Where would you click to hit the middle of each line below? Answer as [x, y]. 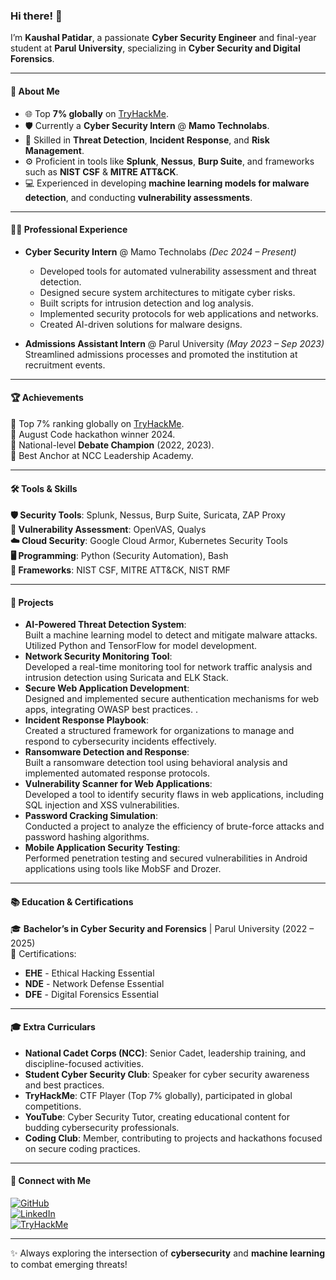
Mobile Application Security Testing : [102, 848]
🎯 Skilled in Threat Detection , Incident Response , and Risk [147, 140]
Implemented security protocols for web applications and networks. [179, 313]
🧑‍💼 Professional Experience [69, 230]
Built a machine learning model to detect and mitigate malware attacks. [171, 635]
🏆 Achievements [47, 398]
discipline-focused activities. [84, 1063]
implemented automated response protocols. [117, 773]
